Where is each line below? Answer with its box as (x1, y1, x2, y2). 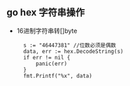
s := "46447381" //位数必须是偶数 (23, 41, 117, 49)
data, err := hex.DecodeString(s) (23, 48, 124, 55)
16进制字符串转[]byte (16, 27, 78, 35)
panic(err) (35, 60, 68, 67)
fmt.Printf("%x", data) (23, 72, 92, 79)
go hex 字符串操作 (6, 6, 85, 19)
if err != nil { (23, 54, 71, 61)
